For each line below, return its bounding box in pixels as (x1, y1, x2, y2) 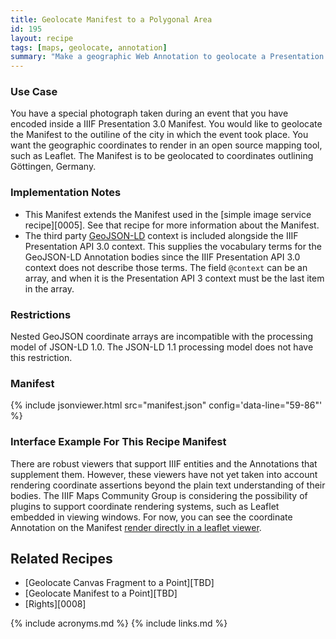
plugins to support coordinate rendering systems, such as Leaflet (10, 500, 280, 512)
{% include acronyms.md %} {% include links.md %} (10, 617, 228, 630)
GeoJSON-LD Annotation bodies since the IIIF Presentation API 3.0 (24, 251, 301, 263)
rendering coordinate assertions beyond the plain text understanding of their (10, 479, 326, 491)
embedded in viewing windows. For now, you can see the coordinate (10, 511, 293, 523)
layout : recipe (10, 33, 74, 43)
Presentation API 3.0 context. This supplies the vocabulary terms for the (24, 240, 322, 252)
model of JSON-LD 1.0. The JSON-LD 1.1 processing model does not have (10, 341, 314, 353)
